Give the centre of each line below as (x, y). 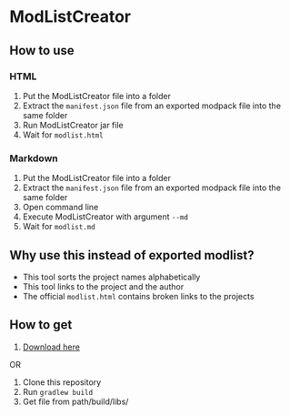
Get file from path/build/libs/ (75, 401)
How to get (41, 325)
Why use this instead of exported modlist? (132, 255)
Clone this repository (62, 382)
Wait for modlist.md (59, 227)
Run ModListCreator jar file (73, 125)
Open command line (60, 208)
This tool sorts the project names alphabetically (111, 277)
